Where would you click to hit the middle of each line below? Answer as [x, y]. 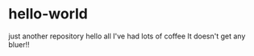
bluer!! [19, 44]
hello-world [48, 14]
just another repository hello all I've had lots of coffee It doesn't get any [127, 36]
